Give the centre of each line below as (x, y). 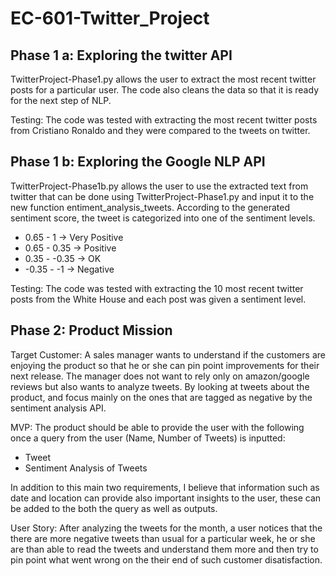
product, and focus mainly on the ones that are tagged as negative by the (161, 397)
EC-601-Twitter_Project (110, 18)
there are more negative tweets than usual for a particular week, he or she (163, 538)
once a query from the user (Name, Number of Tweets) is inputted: (148, 438)
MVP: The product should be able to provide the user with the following (157, 427)
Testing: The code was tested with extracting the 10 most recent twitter (157, 288)
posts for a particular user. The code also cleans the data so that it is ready (164, 90)
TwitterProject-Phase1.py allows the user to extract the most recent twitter (163, 79)
